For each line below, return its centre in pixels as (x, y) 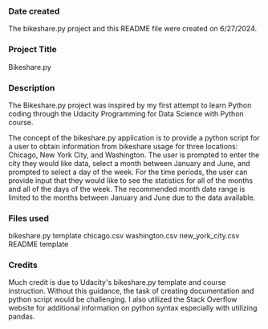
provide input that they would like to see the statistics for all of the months (131, 180)
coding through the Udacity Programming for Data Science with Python (126, 113)
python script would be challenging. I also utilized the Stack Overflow (123, 299)
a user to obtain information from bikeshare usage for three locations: (123, 146)
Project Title (33, 50)
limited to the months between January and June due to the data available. (132, 197)
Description (32, 87)
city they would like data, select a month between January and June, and (129, 163)
